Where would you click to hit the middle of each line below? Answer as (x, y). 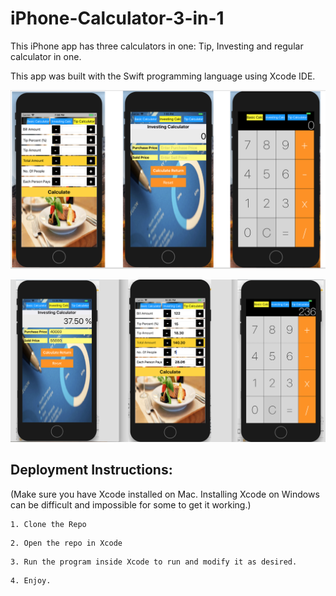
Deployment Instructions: (91, 470)
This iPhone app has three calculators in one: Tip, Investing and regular (157, 46)
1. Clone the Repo (48, 524)
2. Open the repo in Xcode (66, 543)
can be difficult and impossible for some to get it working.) (131, 504)
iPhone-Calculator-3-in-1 (117, 18)
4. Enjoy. (31, 580)
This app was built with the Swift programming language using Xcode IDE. (163, 76)
